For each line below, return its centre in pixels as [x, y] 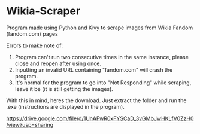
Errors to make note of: [35, 45]
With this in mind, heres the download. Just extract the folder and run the [96, 100]
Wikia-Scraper [43, 11]
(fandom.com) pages [32, 33]
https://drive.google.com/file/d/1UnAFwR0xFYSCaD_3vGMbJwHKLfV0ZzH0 [100, 118]
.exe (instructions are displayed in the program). [65, 106]
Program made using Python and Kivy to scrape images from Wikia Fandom [100, 28]
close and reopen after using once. [58, 63]
